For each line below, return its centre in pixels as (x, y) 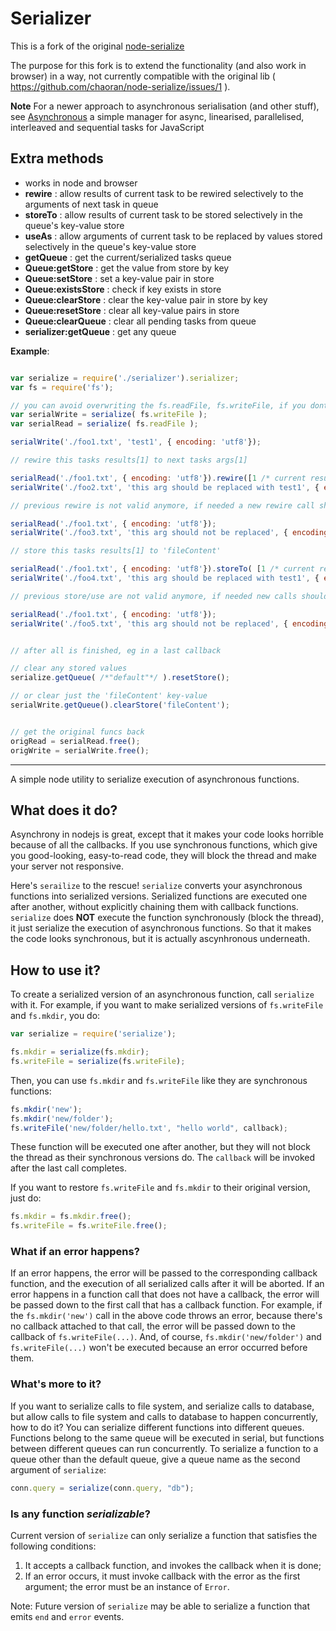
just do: (26, 1198)
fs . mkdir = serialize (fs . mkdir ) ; (80, 1052)
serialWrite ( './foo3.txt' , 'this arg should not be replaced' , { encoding (169, 533)
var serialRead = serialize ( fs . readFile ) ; (104, 424)
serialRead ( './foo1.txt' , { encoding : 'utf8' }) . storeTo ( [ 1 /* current (162, 569)
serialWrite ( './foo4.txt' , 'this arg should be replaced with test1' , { (165, 578)
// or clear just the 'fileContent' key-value (109, 696)
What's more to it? (56, 1384)
